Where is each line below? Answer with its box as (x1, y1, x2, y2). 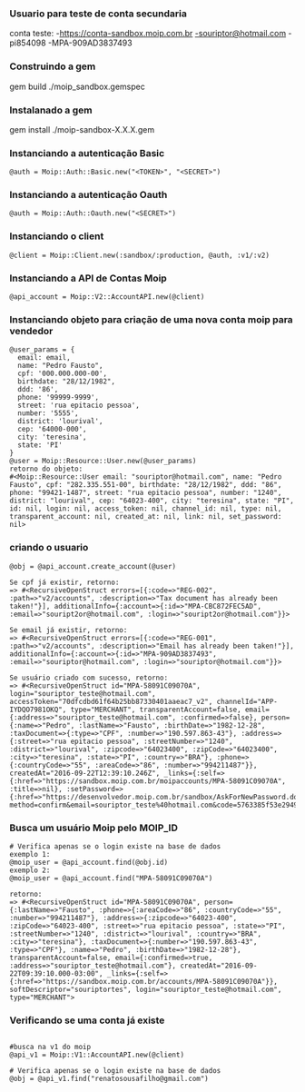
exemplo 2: (9, 866, 51, 875)
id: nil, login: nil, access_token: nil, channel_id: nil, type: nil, (9, 504, 282, 513)
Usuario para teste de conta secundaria (9, 7, 188, 20)
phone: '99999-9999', (17, 393, 100, 402)
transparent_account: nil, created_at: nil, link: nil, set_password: (9, 512, 282, 521)
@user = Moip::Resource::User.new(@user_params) (9, 457, 197, 466)
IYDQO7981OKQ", (9, 705, 67, 714)
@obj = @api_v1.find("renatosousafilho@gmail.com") (9, 1075, 209, 1084)
